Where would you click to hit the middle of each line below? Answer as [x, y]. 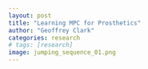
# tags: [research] [41, 45]
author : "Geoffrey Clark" [51, 30]
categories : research [44, 38]
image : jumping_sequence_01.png [62, 52]
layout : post [30, 15]
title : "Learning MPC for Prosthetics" [75, 23]
